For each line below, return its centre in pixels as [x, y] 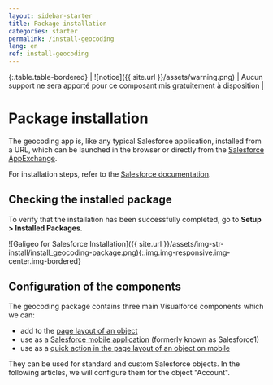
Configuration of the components [95, 287]
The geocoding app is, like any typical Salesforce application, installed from [135, 141]
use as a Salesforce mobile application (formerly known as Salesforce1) [140, 339]
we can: [22, 315]
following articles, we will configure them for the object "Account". [119, 372]
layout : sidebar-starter [50, 16]
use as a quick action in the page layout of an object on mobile [125, 348]
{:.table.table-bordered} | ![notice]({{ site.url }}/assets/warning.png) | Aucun [136, 77]
